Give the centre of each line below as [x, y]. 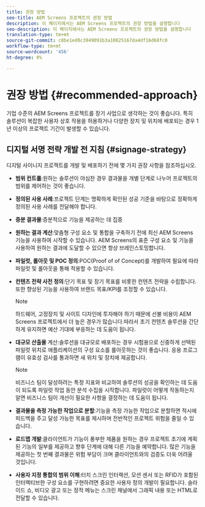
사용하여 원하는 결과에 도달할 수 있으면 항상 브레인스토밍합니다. [90, 248]
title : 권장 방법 [26, 12]
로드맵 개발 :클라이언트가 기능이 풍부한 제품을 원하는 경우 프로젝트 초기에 [100, 439]
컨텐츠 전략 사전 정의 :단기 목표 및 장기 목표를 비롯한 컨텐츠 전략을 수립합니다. [106, 281]
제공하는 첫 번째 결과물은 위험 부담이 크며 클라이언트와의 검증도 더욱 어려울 [104, 454]
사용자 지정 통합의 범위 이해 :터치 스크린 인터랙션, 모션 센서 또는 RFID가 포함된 [107, 475]
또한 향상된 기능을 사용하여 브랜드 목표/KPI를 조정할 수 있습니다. [91, 289]
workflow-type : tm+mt [34, 46]
